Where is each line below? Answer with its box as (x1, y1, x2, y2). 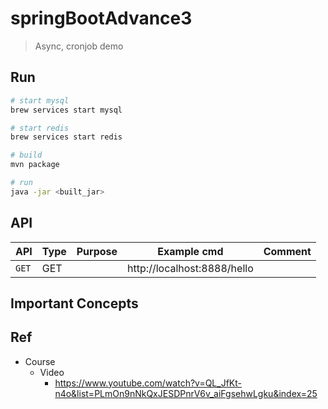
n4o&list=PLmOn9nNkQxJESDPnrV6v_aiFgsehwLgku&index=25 (54, 387, 318, 399)
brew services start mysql (10, 105, 123, 115)
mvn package (10, 160, 60, 170)
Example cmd (157, 244, 224, 258)
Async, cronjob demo (34, 40, 124, 52)
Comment (263, 244, 312, 258)
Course (24, 355, 56, 367)
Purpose (76, 244, 118, 258)
